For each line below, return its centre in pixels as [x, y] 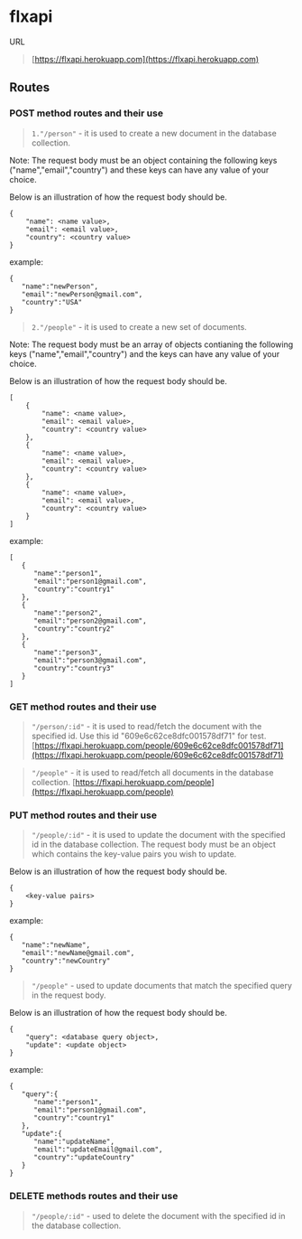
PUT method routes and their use [83, 815]
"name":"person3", [68, 652]
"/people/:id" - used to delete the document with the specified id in [158, 1216]
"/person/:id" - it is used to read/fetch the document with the [146, 726]
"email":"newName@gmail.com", [78, 953]
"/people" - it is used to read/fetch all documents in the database [152, 772]
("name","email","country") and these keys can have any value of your [139, 170]
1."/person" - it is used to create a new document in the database [154, 133]
